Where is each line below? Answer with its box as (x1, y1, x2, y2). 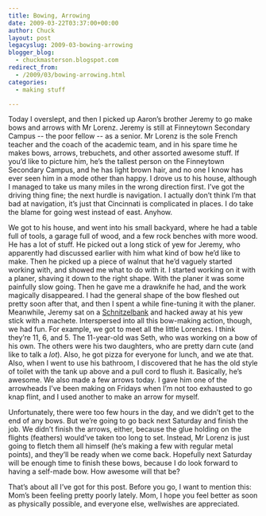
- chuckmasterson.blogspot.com (15, 57, 119, 64)
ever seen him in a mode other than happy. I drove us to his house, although (8, 174, 256, 183)
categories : (8, 78, 48, 86)
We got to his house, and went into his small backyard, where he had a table (8, 223, 258, 233)
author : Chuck (8, 26, 56, 34)
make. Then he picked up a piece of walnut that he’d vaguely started (8, 256, 233, 267)
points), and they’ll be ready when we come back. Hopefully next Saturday (8, 450, 253, 459)
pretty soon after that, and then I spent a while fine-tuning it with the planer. (8, 299, 256, 309)
